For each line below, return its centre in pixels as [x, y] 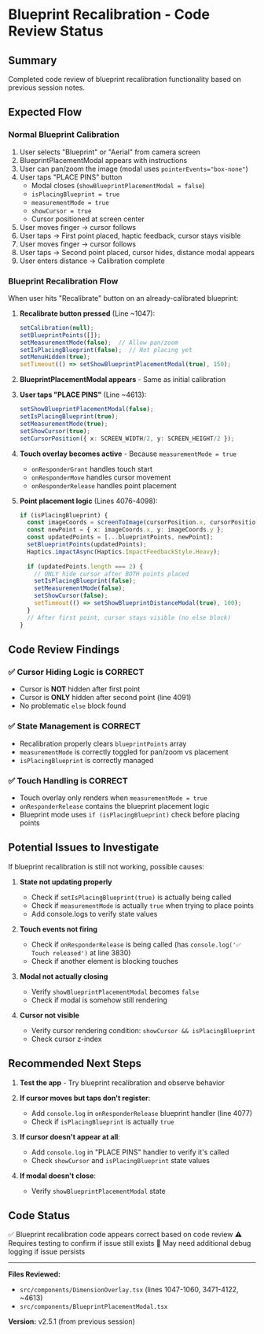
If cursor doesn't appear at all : [70, 1136]
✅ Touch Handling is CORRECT [68, 780]
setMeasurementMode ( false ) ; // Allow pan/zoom [99, 343]
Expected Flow [45, 112]
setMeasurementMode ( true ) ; [64, 424]
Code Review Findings [64, 650]
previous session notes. [46, 87]
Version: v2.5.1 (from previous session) [72, 1321]
